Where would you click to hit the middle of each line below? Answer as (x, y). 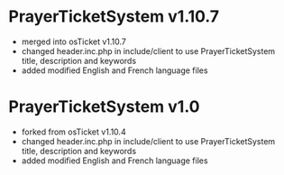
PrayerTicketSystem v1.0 (104, 107)
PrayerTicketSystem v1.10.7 (114, 17)
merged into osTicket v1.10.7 (74, 41)
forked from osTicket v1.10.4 (74, 132)
